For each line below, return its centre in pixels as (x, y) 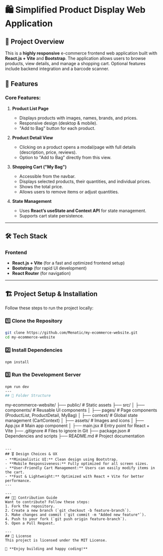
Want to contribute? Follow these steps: (48, 502)
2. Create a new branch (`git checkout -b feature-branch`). (68, 511)
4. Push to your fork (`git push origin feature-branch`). (66, 519)
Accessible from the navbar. (48, 176)
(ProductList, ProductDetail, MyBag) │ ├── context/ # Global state (72, 415)
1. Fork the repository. (30, 506)
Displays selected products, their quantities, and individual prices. (85, 181)
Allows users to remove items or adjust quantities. (69, 192)
